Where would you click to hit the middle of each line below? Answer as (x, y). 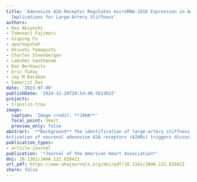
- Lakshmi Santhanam (31, 60)
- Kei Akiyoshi (25, 28)
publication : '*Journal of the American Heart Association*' (82, 153)
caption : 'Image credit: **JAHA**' (55, 115)
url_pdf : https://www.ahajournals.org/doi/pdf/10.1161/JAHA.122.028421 (95, 164)
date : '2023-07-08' (30, 88)
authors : (17, 22)
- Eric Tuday (22, 72)
